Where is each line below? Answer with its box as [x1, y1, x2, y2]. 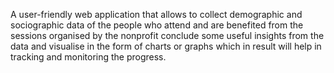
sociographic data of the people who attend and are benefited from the [10, 19, 304, 31]
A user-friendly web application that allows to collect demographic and [10, 9, 303, 20]
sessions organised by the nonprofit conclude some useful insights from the [10, 30, 325, 41]
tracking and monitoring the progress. [10, 51, 167, 63]
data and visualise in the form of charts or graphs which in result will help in [10, 40, 322, 52]
